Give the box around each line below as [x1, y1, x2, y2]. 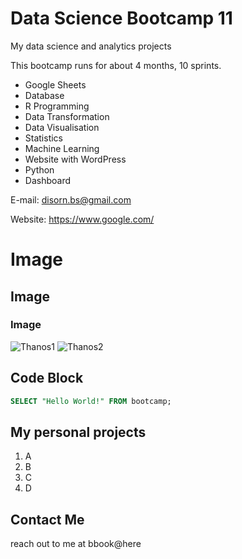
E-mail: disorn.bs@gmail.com [10, 193, 132, 206]
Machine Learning [24, 142, 100, 154]
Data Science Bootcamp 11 [10, 7, 233, 30]
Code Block [10, 370, 84, 387]
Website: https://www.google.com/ [10, 213, 155, 225]
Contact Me [10, 511, 85, 528]
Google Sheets [24, 78, 87, 91]
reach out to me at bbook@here [10, 538, 142, 550]
